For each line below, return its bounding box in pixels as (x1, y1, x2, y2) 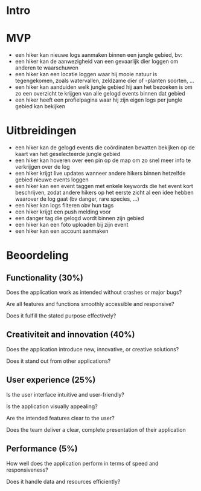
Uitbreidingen (6, 124, 77, 138)
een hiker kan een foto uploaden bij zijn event (14, 221, 129, 229)
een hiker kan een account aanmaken (14, 227, 109, 235)
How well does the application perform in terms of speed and (6, 460, 159, 467)
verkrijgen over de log (14, 163, 71, 171)
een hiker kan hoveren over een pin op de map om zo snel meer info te (14, 157, 191, 164)
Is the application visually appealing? (6, 403, 98, 410)
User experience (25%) (6, 375, 96, 385)
